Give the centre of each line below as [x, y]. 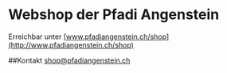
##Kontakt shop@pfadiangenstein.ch [69, 60]
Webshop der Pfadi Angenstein [114, 15]
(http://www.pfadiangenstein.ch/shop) [71, 44]
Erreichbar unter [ [37, 36]
